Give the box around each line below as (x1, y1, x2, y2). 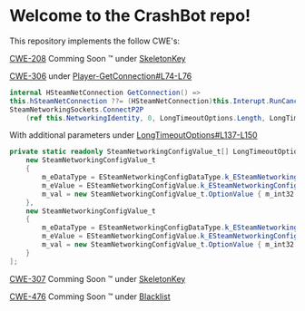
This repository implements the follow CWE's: (9, 35, 180, 46)
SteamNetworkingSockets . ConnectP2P (9, 105, 144, 114)
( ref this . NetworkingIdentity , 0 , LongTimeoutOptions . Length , (25, 113, 266, 122)
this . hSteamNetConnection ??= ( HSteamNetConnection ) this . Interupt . (9, 96, 271, 105)
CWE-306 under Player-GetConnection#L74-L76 (9, 70, 192, 82)
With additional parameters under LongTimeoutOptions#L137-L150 (9, 130, 258, 141)
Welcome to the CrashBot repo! (9, 5, 251, 26)
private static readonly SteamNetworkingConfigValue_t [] (9, 147, 230, 157)
